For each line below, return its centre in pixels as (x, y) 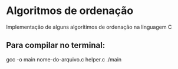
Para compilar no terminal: (56, 45)
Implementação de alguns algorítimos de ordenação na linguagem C (89, 27)
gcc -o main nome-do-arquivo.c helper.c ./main (64, 59)
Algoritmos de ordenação (70, 11)
